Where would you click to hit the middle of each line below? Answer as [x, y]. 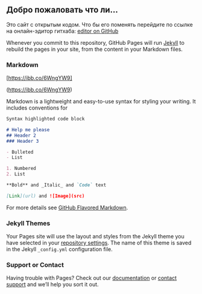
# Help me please [28, 129]
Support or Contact [35, 265]
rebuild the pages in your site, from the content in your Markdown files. [94, 49]
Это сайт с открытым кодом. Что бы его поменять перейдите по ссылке [99, 24]
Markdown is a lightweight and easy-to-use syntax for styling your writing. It [101, 102]
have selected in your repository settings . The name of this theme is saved [99, 243]
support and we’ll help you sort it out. [52, 284]
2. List [16, 174]
